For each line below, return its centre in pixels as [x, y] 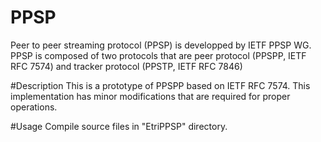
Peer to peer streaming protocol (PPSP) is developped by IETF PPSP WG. [161, 45]
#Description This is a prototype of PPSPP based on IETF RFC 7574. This [160, 85]
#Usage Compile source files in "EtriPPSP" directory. [119, 126]
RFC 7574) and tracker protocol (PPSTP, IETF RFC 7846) [126, 66]
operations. [34, 107]
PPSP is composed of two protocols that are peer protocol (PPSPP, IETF [158, 55]
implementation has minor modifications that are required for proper [150, 96]
